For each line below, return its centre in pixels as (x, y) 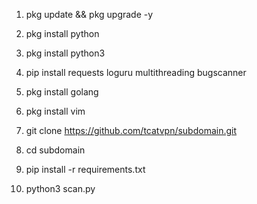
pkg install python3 (65, 53)
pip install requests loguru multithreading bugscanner (136, 72)
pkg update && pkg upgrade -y (89, 14)
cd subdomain (55, 150)
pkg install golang (62, 92)
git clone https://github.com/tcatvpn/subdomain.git (131, 130)
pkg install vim (55, 111)
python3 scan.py (60, 188)
